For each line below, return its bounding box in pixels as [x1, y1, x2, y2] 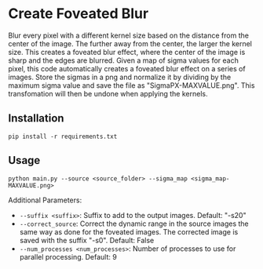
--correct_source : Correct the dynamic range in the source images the [19, 219, 249, 228]
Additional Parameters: [8, 195, 82, 205]
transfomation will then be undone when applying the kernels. [8, 89, 208, 98]
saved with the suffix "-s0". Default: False [19, 235, 155, 245]
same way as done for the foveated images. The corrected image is [19, 227, 239, 236]
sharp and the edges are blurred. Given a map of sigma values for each [8, 56, 239, 65]
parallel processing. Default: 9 [19, 252, 118, 261]
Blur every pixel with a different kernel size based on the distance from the [8, 31, 250, 40]
